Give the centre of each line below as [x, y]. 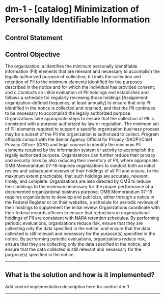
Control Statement [34, 38]
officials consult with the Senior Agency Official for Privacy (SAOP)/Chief [79, 139]
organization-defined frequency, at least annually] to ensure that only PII [78, 103]
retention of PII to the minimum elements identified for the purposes [74, 82]
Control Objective [33, 54]
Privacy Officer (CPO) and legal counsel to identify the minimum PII [73, 145]
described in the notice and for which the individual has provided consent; [80, 87]
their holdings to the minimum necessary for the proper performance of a [79, 187]
